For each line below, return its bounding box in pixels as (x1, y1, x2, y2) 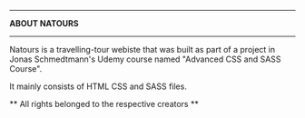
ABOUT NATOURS (9, 18, 79, 28)
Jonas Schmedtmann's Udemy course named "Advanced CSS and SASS (9, 54, 281, 64)
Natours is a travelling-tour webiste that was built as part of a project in (9, 44, 276, 54)
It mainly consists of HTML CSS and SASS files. (9, 81, 188, 92)
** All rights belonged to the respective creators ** (9, 99, 200, 109)
